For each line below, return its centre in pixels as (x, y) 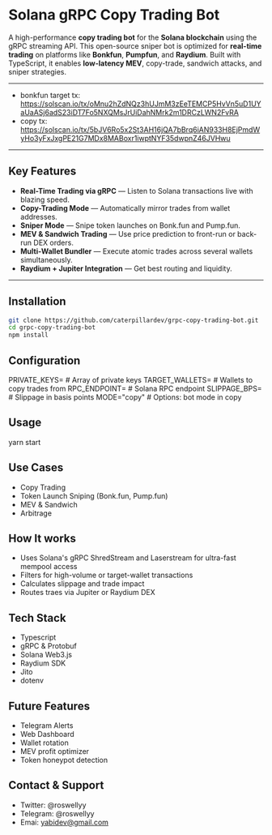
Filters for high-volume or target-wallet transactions (106, 575)
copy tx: (34, 121)
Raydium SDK (43, 663)
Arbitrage (36, 513)
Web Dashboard (47, 734)
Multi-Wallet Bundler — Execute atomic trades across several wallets (136, 251)
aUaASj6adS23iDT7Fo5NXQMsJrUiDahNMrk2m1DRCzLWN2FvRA (129, 112)
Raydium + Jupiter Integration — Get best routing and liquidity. (126, 268)
